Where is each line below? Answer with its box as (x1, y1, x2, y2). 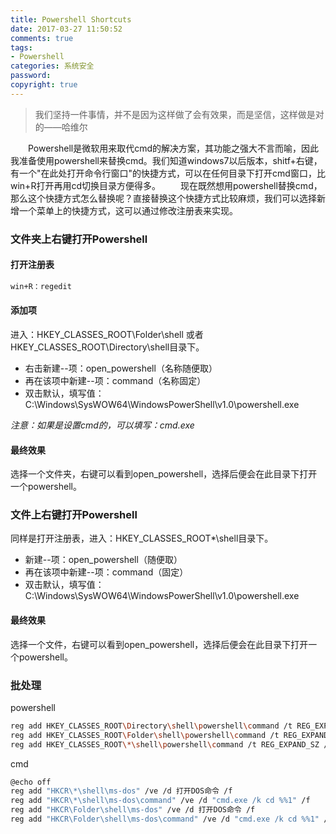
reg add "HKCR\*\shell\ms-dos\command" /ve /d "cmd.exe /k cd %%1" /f (10, 796, 311, 806)
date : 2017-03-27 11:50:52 (10, 24, 123, 34)
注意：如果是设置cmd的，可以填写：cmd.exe (10, 419, 195, 431)
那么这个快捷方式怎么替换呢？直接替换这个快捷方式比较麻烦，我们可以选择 (10, 192, 317, 204)
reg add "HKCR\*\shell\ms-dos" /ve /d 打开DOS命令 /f (10, 786, 233, 796)
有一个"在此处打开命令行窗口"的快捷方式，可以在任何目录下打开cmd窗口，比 (10, 167, 326, 179)
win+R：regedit (10, 281, 72, 291)
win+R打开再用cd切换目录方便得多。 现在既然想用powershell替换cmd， (10, 179, 323, 191)
